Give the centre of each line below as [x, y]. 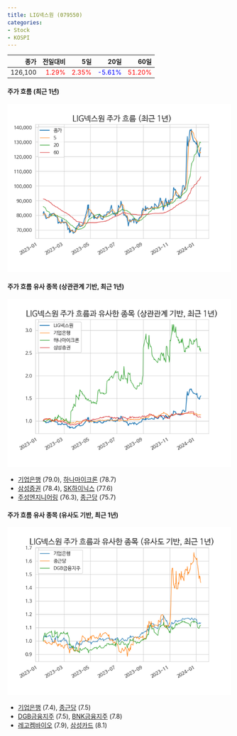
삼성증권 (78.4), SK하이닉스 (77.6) [65, 488]
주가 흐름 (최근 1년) [33, 92]
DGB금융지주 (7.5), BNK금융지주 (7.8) [70, 716]
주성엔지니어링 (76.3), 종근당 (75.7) [67, 497]
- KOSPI [19, 38]
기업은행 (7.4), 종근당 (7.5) [54, 708]
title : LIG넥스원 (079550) [45, 15]
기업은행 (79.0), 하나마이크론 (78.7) [67, 479]
